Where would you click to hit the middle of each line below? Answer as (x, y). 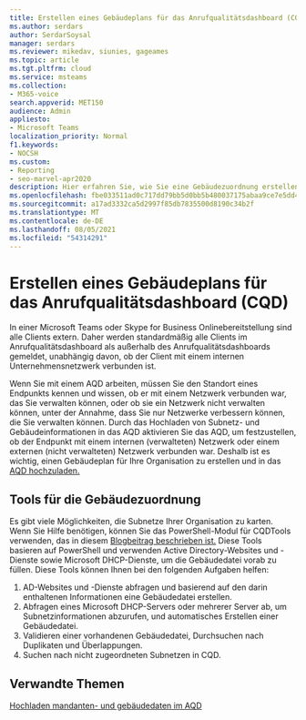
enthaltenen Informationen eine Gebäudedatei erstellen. (127, 597)
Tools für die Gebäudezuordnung (105, 499)
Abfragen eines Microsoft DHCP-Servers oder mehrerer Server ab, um (154, 607)
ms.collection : (38, 86)
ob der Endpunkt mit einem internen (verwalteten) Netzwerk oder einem (144, 441)
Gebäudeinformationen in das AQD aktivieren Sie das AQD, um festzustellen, (153, 432)
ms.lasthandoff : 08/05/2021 (63, 229)
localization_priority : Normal (69, 137)
